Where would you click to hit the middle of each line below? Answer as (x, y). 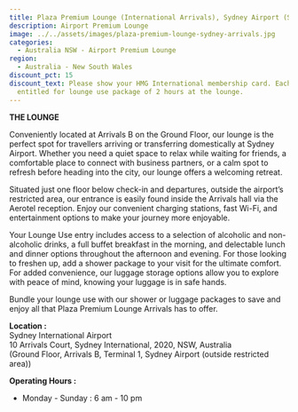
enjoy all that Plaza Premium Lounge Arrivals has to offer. (114, 308)
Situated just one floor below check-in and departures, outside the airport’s (146, 189)
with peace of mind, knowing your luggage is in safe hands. (118, 281)
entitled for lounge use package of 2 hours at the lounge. (130, 91)
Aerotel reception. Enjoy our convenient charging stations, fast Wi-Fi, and (143, 208)
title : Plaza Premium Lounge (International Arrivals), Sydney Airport (144, 17)
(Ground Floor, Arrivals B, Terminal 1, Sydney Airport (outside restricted (139, 354)
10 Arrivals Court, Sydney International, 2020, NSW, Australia (121, 345)
